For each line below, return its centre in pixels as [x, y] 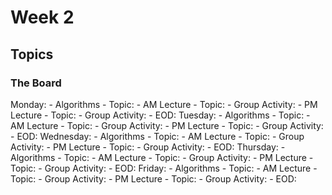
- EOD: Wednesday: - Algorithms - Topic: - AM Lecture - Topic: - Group [157, 136]
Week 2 [42, 17]
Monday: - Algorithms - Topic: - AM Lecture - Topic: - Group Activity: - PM [164, 104]
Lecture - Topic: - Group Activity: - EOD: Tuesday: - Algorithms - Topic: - [160, 115]
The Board [36, 83]
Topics [32, 54]
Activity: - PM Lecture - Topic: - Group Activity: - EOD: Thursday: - [148, 147]
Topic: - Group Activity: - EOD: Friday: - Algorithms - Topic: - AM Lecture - [164, 168]
